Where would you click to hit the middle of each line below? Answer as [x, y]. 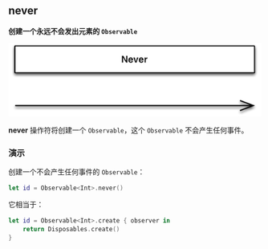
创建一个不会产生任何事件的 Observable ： [77, 172]
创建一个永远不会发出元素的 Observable [73, 31]
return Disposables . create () [71, 229]
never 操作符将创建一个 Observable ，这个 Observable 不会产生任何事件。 [128, 130]
